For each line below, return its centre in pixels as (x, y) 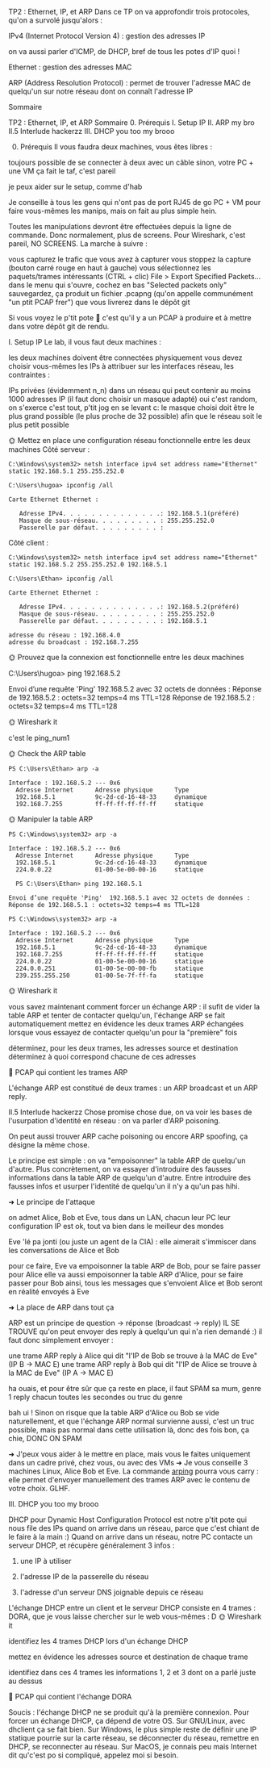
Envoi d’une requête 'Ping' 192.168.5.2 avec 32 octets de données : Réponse (135, 689)
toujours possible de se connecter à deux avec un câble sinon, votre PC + (131, 162)
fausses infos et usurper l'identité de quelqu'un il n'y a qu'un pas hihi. (124, 1186)
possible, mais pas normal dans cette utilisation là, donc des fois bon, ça (129, 1430)
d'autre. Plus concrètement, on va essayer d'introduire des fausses (120, 1169)
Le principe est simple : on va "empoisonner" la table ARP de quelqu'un (127, 1160)
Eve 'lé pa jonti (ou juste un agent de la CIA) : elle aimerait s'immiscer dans (132, 1241)
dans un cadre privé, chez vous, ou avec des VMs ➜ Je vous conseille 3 (128, 1463)
